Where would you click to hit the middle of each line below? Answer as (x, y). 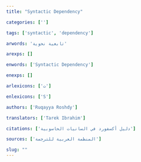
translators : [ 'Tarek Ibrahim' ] (46, 118)
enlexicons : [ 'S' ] (29, 97)
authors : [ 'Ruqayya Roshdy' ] (42, 107)
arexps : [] (19, 54)
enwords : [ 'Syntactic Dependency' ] (50, 65)
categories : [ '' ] (27, 22)
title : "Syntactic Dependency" (45, 11)
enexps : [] (19, 75)
